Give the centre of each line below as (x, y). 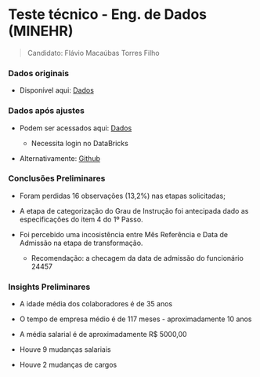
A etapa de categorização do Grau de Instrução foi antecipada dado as (134, 210)
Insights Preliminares (49, 287)
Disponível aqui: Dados (56, 90)
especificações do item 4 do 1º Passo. (81, 219)
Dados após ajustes (46, 111)
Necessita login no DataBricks (80, 143)
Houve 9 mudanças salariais (65, 350)
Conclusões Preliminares (57, 178)
